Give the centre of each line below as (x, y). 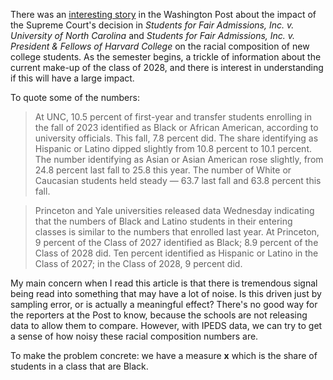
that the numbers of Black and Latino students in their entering (163, 221)
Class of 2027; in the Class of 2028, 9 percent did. (138, 263)
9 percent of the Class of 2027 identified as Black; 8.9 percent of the (176, 242)
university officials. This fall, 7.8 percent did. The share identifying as (176, 138)
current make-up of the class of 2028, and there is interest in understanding (167, 67)
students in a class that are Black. (79, 366)
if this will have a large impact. (72, 78)
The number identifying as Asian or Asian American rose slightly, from (179, 159)
